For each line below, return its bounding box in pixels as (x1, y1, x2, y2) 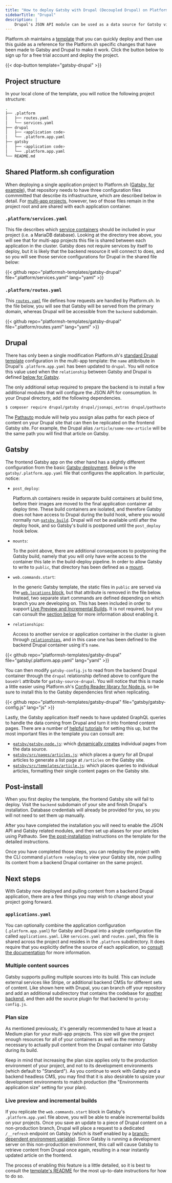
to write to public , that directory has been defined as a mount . (12, 564, 144, 570)
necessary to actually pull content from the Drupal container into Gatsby (5, 1042, 158, 1048)
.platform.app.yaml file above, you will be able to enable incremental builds (5, 1114, 165, 1120)
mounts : (12, 538, 28, 544)
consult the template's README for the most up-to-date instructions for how (5, 1168, 167, 1174)
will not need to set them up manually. (5, 812, 85, 819)
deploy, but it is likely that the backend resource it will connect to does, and (5, 248, 165, 254)
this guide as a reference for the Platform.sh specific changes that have (5, 42, 156, 48)
